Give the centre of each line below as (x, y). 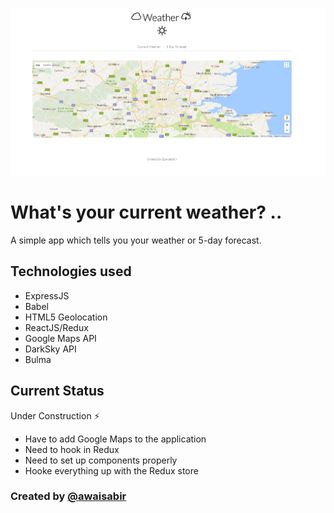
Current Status (57, 391)
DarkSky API (50, 349)
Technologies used (71, 271)
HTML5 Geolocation (66, 317)
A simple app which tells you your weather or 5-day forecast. (136, 240)
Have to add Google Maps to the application (115, 439)
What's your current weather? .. (146, 212)
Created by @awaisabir (68, 496)
